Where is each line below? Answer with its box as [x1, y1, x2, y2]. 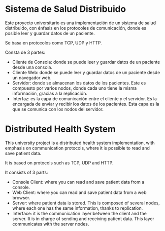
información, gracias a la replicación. [12, 90, 88, 96]
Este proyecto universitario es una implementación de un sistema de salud [5, 20, 156, 26]
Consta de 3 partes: [5, 49, 46, 55]
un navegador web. [12, 75, 52, 80]
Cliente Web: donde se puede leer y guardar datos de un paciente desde [12, 69, 160, 75]
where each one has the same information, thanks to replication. [12, 205, 143, 211]
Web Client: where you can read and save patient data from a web [12, 189, 147, 195]
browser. [12, 194, 31, 200]
